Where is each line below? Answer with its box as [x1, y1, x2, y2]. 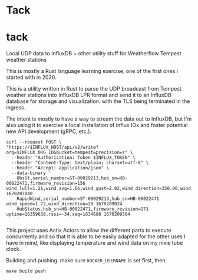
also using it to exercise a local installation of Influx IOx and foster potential [6, 122, 188, 129]
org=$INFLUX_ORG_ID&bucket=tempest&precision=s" [6, 149, 128, 156]
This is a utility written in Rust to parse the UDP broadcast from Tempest [6, 85, 181, 92]
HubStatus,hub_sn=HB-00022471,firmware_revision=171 [16, 206, 149, 212]
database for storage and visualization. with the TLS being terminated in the [6, 98, 190, 105]
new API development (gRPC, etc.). [6, 128, 92, 135]
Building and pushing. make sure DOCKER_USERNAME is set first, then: [6, 257, 167, 264]
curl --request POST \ [6, 139, 62, 145]
